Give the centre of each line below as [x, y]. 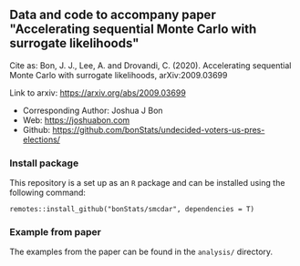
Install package [44, 163]
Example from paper [56, 232]
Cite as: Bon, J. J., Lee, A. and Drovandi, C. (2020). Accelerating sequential [150, 65]
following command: [48, 193]
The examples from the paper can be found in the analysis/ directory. [141, 252]
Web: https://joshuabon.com [76, 120]
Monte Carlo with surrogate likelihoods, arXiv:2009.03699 [119, 75]
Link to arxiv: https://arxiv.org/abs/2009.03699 [98, 92]
